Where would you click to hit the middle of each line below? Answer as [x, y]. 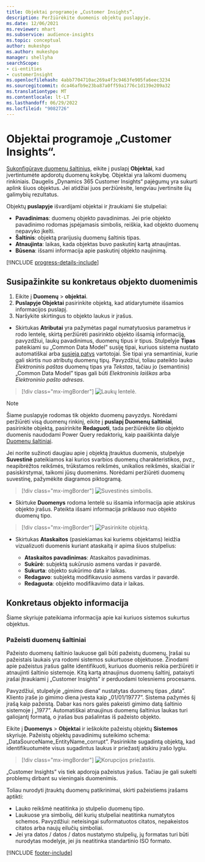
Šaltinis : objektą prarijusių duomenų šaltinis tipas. [78, 238]
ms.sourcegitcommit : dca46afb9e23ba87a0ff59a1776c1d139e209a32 [88, 86]
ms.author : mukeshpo [33, 52]
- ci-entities [24, 69]
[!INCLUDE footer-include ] [39, 853]
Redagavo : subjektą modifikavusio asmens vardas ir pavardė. [102, 577]
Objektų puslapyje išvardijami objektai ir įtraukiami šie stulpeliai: [87, 206]
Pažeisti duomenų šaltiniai [46, 640]
